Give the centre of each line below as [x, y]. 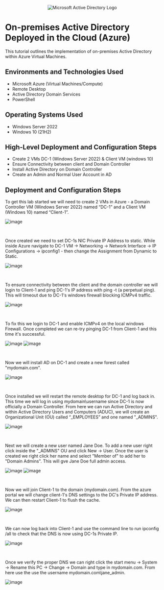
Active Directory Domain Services [46, 94]
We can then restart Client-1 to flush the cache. [53, 500]
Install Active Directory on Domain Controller [57, 170]
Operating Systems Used [44, 115]
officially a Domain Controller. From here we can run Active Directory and [79, 407]
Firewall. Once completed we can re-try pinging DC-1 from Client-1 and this [81, 329]
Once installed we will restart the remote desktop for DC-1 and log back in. [80, 396]
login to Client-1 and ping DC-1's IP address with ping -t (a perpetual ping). [80, 290]
